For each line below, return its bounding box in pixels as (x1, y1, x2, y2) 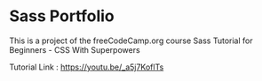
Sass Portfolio (9, 6, 115, 26)
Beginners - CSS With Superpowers (9, 44, 140, 55)
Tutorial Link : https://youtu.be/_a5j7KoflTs (9, 62, 164, 72)
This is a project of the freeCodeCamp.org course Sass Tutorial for (9, 35, 253, 46)
